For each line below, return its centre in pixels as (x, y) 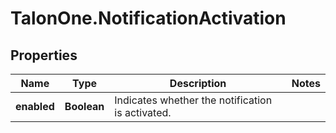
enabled (35, 106)
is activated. (143, 112)
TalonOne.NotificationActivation (148, 18)
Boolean (84, 106)
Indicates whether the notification (193, 100)
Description (198, 83)
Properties (44, 55)
